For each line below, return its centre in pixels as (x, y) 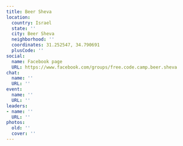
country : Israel (32, 23)
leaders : (17, 106)
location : (18, 17)
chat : (13, 73)
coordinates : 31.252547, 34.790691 (56, 45)
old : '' (21, 128)
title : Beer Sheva (29, 12)
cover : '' (24, 134)
